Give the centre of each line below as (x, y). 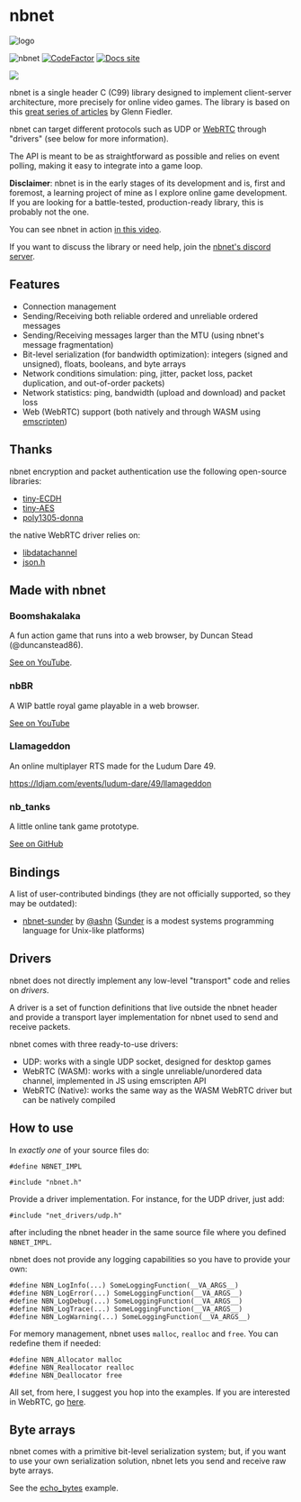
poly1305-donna (53, 517)
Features (35, 285)
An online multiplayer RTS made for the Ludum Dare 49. (113, 766)
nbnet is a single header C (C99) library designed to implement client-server (150, 92)
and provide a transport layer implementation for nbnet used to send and (144, 1017)
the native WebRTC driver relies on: (75, 535)
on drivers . (29, 990)
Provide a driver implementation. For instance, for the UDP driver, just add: (147, 1198)
